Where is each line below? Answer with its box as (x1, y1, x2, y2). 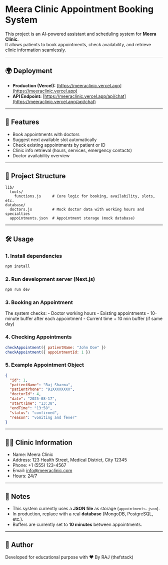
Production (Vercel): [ (12, 82, 59, 88)
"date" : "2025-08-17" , (9, 396, 57, 401)
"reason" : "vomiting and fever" (9, 415, 77, 420)
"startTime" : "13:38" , (9, 401, 57, 406)
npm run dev (5, 287, 30, 292)
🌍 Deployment (5, 67, 52, 75)
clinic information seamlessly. (5, 47, 66, 53)
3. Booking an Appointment (5, 299, 73, 306)
